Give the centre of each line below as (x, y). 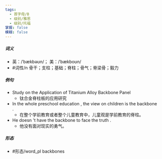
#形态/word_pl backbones (38, 151)
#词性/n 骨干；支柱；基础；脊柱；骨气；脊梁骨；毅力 (65, 68)
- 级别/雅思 (20, 19)
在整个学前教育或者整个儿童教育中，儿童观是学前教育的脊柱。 (81, 115)
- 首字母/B (19, 14)
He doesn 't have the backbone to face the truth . (61, 120)
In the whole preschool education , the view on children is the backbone (84, 103)
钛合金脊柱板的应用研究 (43, 98)
